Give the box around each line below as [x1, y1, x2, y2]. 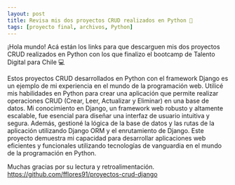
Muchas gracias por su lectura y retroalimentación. [7, 162, 155, 171]
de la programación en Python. [7, 149, 97, 158]
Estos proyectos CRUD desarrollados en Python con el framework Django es [7, 75, 229, 83]
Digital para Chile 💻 [7, 58, 65, 67]
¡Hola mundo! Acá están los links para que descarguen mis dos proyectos [7, 43, 220, 51]
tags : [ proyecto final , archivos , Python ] [7, 23, 133, 30]
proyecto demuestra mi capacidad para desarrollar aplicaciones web [7, 134, 206, 143]
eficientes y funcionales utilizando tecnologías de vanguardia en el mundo [7, 141, 222, 150]
